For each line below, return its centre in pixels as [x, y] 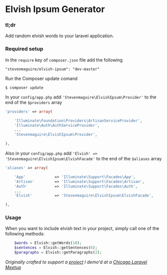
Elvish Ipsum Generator [55, 9]
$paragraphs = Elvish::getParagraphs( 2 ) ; [58, 252]
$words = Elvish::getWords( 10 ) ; [48, 243]
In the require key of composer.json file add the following [64, 60]
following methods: [25, 234]
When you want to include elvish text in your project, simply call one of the [82, 228]
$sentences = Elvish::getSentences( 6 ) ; [56, 248]
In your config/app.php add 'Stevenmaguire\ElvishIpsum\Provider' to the [81, 97]
